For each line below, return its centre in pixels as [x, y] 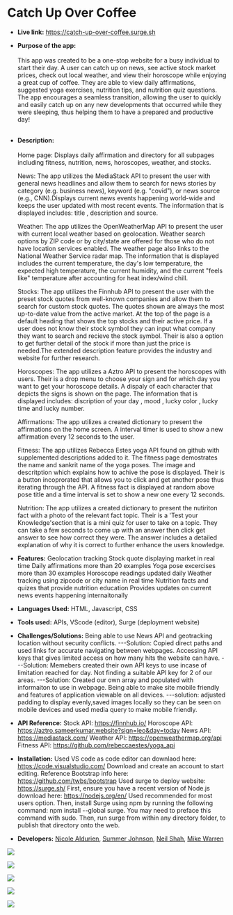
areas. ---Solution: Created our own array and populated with [105, 680]
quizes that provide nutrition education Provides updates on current [114, 588]
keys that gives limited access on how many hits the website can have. [119, 658]
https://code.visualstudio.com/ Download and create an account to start [120, 766]
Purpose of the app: [47, 45]
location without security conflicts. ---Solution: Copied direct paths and [120, 643]
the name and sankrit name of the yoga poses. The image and [106, 464]
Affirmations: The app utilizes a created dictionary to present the [110, 421]
